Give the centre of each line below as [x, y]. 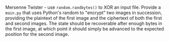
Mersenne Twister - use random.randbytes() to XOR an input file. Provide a [83, 7]
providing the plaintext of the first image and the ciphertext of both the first [84, 18]
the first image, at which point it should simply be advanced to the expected [84, 29]
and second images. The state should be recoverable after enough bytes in [84, 23]
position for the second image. [37, 34]
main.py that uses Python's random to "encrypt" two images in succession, [84, 13]
